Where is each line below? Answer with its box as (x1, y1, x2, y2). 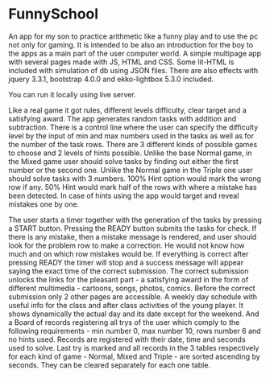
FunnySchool (8, 5, 99, 23)
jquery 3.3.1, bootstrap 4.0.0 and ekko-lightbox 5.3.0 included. (8, 74, 214, 84)
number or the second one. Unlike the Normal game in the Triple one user (8, 165, 253, 175)
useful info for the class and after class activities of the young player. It (8, 300, 244, 310)
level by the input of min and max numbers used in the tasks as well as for (8, 130, 255, 141)
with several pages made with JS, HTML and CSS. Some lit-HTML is (8, 57, 235, 67)
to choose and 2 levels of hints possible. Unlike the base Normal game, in (8, 148, 252, 158)
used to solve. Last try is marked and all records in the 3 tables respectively (8, 343, 260, 352)
